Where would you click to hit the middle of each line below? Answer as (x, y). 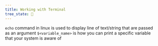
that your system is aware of (33, 38)
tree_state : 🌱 (19, 14)
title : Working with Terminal (36, 9)
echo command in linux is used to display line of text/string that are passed (79, 28)
